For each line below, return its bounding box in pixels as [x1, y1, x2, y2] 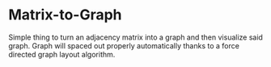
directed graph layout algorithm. [8, 49, 116, 59]
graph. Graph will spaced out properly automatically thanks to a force [8, 40, 240, 50]
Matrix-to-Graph [8, 6, 123, 24]
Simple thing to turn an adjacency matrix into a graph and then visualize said [8, 32, 263, 42]
